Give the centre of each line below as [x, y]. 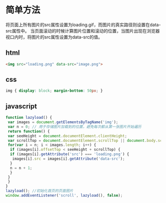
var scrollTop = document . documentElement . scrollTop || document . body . [83, 140]
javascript [21, 106]
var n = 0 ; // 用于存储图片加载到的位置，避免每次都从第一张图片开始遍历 [75, 127]
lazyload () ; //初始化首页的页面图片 [39, 191]
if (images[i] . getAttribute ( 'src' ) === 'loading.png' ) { [70, 154]
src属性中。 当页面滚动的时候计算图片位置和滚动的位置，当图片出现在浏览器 [83, 31]
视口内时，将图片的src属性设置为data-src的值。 [54, 37]
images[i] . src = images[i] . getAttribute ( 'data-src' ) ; [68, 159]
